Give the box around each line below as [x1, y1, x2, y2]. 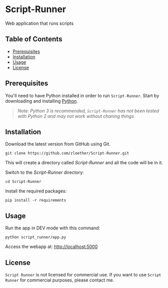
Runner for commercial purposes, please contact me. [5, 277, 114, 283]
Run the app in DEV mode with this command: [5, 225, 101, 231]
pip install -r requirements [5, 198, 66, 203]
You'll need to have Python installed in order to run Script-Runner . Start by [5, 92, 159, 99]
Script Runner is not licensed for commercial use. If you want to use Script [5, 272, 161, 277]
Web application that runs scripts [5, 20, 74, 26]
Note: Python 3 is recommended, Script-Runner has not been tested [17, 108, 159, 114]
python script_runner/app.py [5, 235, 66, 240]
